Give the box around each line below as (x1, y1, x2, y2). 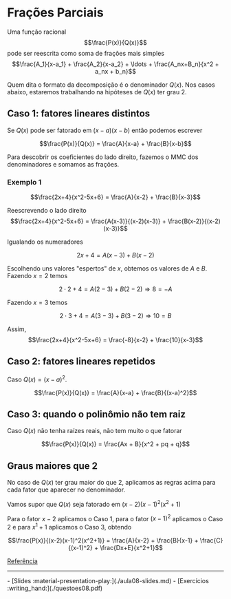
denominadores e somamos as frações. (7, 160, 120, 168)
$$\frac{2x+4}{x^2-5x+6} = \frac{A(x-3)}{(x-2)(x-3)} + (10, 217, 166, 225)
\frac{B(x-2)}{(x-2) (167, 217, 221, 225)
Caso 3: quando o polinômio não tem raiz (7, 408, 186, 420)
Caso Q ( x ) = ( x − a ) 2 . (7, 374, 67, 383)
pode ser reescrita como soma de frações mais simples (7, 49, 165, 57)
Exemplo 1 (7, 177, 42, 187)
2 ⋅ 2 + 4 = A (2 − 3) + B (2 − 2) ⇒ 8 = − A (58, 285, 173, 293)
